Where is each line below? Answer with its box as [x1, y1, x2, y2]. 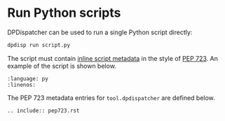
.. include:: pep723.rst [7, 107, 80, 114]
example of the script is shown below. [7, 62, 117, 70]
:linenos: [7, 81, 36, 88]
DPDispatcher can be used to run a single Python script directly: [7, 28, 193, 36]
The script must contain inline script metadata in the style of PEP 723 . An [7, 54, 219, 62]
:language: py [7, 75, 49, 82]
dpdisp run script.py [7, 41, 71, 48]
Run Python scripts [7, 5, 121, 21]
